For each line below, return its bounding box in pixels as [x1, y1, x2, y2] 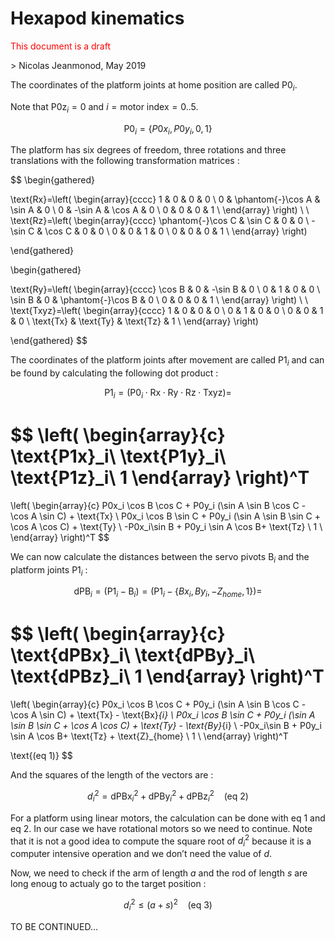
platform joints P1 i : [10, 563, 88, 578]
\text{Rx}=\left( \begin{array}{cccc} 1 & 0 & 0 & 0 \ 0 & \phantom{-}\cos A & [10, 193, 321, 206]
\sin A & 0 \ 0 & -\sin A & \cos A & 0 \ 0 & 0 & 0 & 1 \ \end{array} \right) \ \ [10, 204, 310, 216]
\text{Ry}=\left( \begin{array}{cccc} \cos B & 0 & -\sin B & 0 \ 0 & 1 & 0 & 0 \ [10, 283, 321, 296]
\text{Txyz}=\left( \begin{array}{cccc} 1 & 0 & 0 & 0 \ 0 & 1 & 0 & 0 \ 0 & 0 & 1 [10, 305, 324, 317]
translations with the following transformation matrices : [10, 155, 240, 167]
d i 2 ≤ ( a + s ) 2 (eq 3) [123, 897, 213, 913]
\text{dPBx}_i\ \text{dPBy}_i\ [10, 644, 256, 667]
